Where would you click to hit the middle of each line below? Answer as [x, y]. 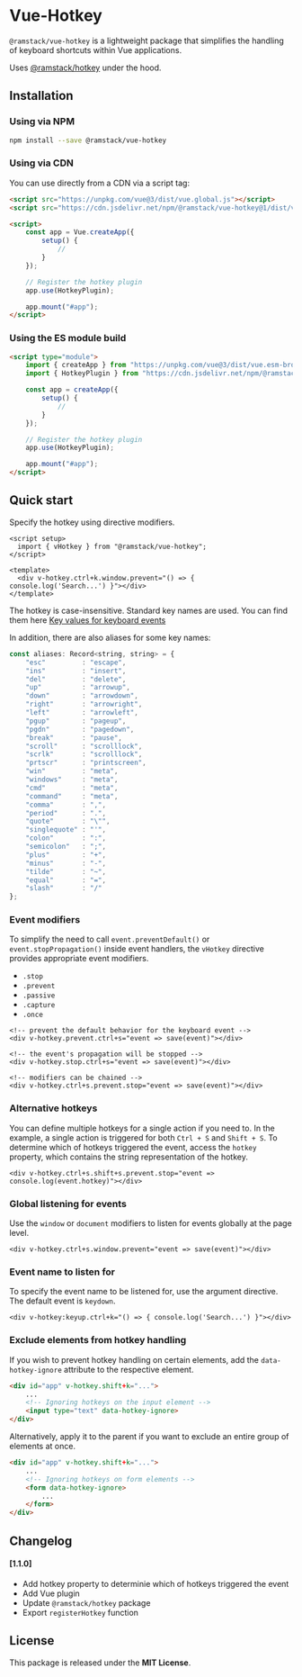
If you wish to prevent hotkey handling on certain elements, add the [134, 1359]
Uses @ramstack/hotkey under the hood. [85, 68]
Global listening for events [68, 1204]
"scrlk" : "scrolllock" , [84, 754]
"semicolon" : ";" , [66, 847]
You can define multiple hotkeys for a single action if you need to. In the [142, 1128]
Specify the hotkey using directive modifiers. [92, 522]
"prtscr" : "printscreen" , [86, 763]
